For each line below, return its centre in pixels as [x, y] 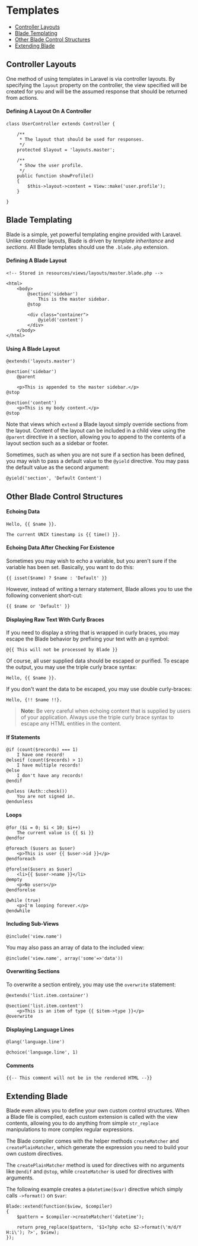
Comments [20, 1065]
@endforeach [21, 859]
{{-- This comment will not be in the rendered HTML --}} [79, 1078]
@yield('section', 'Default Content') [54, 478]
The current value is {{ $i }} [55, 832]
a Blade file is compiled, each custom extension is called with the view [92, 1117]
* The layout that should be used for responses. [82, 139]
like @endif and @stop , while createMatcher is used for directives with [90, 1172]
